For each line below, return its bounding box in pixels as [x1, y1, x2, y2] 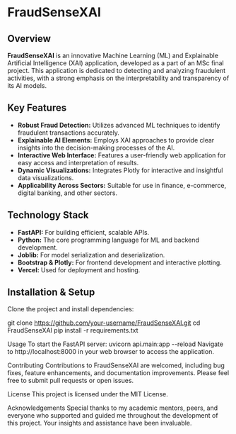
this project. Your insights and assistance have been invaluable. [7, 419, 192, 428]
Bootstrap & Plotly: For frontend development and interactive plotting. [17, 258, 223, 267]
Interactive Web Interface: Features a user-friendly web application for [17, 150, 226, 160]
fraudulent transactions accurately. [17, 128, 120, 137]
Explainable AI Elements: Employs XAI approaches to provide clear [17, 135, 215, 144]
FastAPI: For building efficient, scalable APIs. [17, 228, 150, 236]
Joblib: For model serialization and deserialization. [17, 250, 165, 259]
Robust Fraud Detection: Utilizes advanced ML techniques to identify [17, 121, 220, 129]
